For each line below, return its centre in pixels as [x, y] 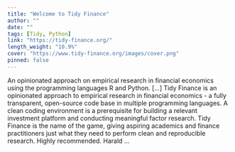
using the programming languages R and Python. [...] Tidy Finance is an [112, 88]
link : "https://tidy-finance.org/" [60, 40]
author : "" [23, 21]
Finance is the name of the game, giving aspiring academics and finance [114, 126]
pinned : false [28, 60]
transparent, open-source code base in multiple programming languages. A [118, 103]
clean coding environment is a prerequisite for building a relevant [102, 110]
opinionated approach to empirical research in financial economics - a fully [117, 95]
